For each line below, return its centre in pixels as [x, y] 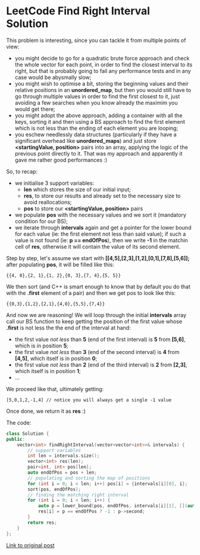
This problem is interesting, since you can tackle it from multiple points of [96, 40]
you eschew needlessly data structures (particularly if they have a [96, 134]
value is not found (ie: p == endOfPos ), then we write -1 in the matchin [101, 240]
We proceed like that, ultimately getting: [55, 389]
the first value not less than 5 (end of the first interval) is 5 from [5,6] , [100, 339]
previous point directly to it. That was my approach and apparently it [99, 153]
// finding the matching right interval [78, 495]
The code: [19, 422]
